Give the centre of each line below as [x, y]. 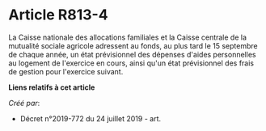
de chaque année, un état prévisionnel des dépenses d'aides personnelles [132, 54]
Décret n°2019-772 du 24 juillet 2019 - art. [91, 118]
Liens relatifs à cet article [52, 87]
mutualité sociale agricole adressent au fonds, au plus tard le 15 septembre [133, 45]
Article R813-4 [58, 15]
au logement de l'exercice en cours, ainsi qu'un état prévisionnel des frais [131, 63]
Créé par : [24, 103]
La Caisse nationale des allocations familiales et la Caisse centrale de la [128, 37]
